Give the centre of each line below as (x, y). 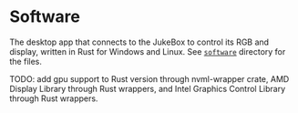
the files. (26, 61)
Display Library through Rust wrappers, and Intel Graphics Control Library (148, 88)
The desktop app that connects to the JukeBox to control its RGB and (139, 42)
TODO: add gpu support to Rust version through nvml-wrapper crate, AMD (149, 78)
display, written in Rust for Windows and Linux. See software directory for (148, 51)
